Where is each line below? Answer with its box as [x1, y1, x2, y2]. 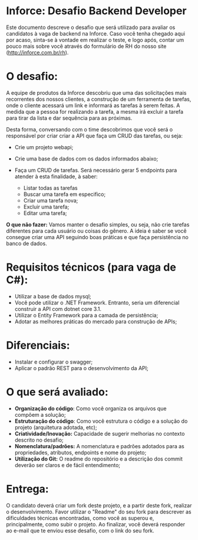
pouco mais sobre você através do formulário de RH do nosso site [6, 43, 167, 50]
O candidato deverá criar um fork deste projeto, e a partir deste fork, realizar [6, 502, 192, 509]
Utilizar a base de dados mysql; [14, 292, 91, 300]
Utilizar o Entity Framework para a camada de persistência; [14, 311, 159, 319]
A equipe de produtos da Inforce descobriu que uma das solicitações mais [6, 89, 187, 96]
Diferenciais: [6, 339, 70, 352]
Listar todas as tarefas [23, 184, 78, 191]
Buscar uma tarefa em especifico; [23, 191, 106, 198]
